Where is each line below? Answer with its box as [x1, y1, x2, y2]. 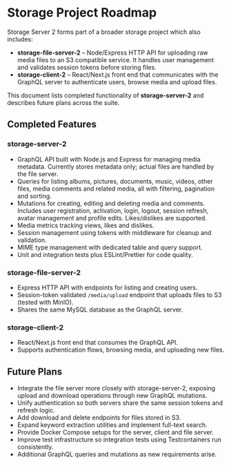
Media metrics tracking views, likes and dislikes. [17, 221, 154, 229]
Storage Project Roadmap [7, 5, 157, 21]
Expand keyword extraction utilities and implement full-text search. [17, 421, 208, 429]
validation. [17, 236, 47, 244]
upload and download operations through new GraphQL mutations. [17, 392, 208, 400]
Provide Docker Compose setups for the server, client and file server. [17, 428, 214, 437]
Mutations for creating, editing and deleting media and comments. [17, 199, 205, 207]
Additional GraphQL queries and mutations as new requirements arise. [17, 450, 217, 459]
